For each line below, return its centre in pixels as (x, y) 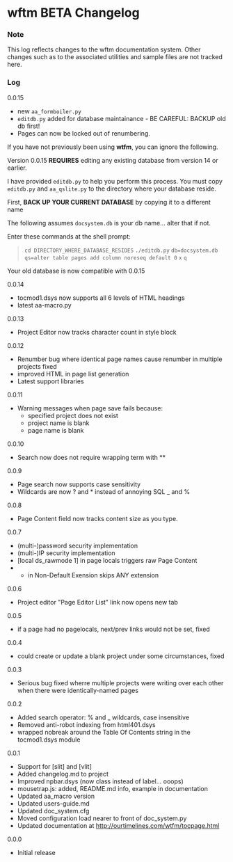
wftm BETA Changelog (74, 13)
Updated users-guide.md (54, 803)
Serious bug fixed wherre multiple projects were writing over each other (120, 683)
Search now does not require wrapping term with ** (91, 457)
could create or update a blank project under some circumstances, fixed (121, 656)
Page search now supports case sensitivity (79, 484)
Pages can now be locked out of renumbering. (84, 133)
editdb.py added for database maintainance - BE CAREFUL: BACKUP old (121, 118)
